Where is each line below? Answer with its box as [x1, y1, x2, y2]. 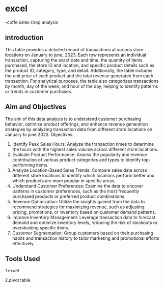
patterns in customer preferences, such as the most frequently [12, 188, 139, 194]
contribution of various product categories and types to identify [12, 157, 141, 162]
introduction [5, 33, 44, 42]
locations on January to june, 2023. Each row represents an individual [5, 52, 146, 58]
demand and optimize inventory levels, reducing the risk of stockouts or [12, 220, 158, 225]
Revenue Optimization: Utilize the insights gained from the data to [12, 198, 145, 204]
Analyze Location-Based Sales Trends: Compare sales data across [12, 167, 147, 173]
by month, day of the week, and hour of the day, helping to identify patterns [5, 83, 158, 89]
